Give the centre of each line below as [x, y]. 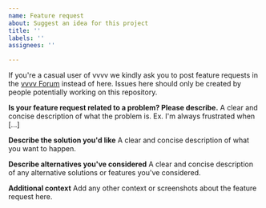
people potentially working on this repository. [83, 92]
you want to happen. [42, 149]
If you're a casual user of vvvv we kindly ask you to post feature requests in [133, 75]
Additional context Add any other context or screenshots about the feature [133, 188]
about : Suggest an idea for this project [79, 23]
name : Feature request [46, 16]
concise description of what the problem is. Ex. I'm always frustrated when [132, 116]
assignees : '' [32, 46]
